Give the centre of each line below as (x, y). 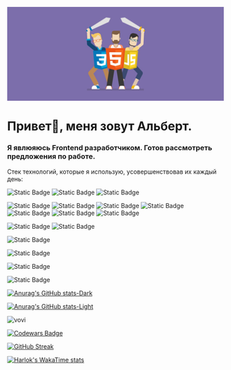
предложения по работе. (51, 156)
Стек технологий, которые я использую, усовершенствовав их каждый (112, 172)
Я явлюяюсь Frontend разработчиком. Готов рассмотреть (110, 148)
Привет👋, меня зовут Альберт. (100, 126)
